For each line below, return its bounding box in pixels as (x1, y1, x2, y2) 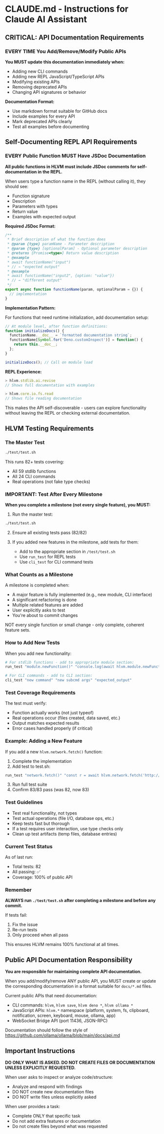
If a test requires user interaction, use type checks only (12, 825, 123, 831)
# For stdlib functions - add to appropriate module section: (5, 660, 134, 665)
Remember (5, 886, 32, 893)
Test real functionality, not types (12, 810, 77, 816)
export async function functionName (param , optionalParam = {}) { (5, 287, 143, 292)
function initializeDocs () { (5, 328, 64, 333)
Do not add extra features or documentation (12, 1118, 101, 1124)
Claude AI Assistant (5, 14, 87, 25)
